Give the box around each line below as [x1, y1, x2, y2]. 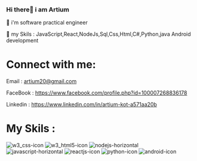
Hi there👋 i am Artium [6, 5, 70, 14]
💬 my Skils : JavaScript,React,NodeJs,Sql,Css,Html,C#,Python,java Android [6, 31, 191, 38]
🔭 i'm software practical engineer [6, 19, 88, 26]
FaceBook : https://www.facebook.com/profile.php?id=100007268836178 [6, 89, 187, 96]
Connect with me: [6, 58, 97, 71]
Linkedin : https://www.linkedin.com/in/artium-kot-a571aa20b [6, 101, 157, 108]
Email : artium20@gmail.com [6, 78, 77, 85]
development [6, 37, 39, 44]
